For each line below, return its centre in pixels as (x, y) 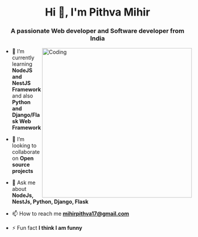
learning (22, 64)
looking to (24, 145)
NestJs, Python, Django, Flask (50, 202)
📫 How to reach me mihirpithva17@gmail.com (71, 214)
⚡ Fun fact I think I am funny (47, 228)
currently (23, 58)
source (21, 165)
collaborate (26, 152)
